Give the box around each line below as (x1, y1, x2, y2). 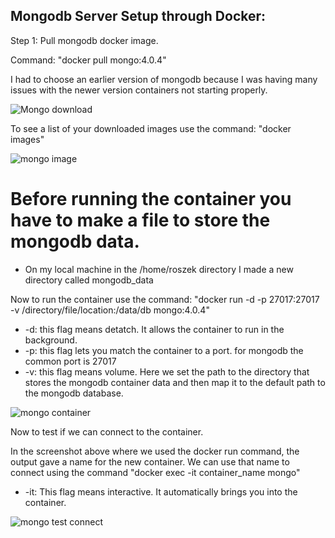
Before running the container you (10, 188, 292, 210)
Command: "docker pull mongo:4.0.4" (10, 54, 167, 66)
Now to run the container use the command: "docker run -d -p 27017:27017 (10, 293, 320, 305)
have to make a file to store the (10, 209, 271, 231)
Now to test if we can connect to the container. (10, 425, 204, 438)
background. (24, 334, 78, 346)
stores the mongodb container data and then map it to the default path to (24, 376, 326, 388)
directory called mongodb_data (24, 274, 154, 286)
